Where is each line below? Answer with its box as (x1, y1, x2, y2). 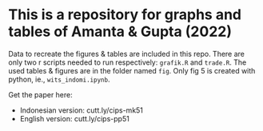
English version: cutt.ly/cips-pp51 (19, 113, 130, 123)
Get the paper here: (8, 89, 74, 99)
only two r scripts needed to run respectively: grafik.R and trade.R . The (8, 58, 247, 67)
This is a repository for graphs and (8, 6, 242, 24)
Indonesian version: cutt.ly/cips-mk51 (19, 105, 144, 115)
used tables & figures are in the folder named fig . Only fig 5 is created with (8, 65, 256, 75)
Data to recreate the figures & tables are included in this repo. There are (8, 49, 245, 58)
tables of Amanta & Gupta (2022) (8, 22, 232, 41)
